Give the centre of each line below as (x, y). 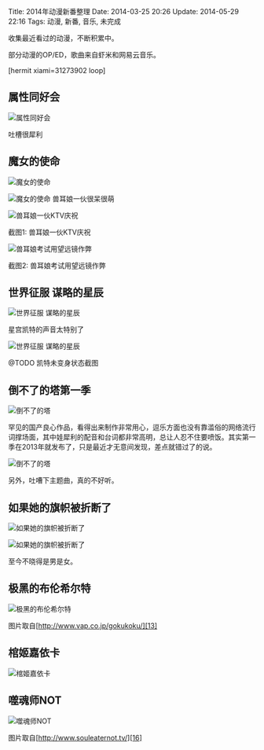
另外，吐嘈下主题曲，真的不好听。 (63, 480)
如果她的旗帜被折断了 (60, 507)
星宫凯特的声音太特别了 (46, 329)
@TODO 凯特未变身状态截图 (53, 363)
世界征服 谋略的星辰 (56, 293)
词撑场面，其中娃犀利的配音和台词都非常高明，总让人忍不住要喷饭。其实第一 (132, 437)
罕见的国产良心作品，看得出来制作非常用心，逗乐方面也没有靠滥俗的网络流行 (132, 428)
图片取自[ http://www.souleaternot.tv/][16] (75, 737)
